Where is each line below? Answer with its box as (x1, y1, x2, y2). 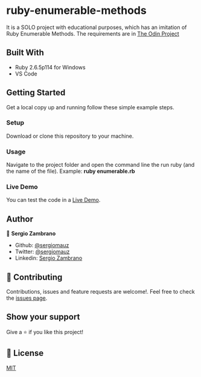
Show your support (6, 312, 80, 322)
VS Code (14, 70, 37, 77)
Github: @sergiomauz (14, 242, 69, 249)
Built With (6, 48, 44, 58)
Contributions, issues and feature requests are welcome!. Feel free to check (6, 288, 195, 295)
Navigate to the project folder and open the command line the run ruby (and (6, 161, 195, 169)
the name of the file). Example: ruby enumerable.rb (6, 167, 135, 175)
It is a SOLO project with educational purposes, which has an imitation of (6, 24, 187, 31)
